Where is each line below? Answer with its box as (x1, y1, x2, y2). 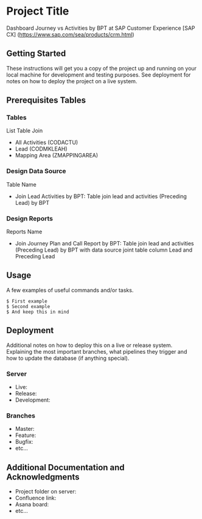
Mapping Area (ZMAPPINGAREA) (15, 152, 99, 159)
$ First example (6, 298, 47, 304)
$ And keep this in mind (6, 309, 69, 315)
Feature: (15, 431, 37, 439)
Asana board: (15, 501, 49, 508)
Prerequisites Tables (6, 95, 86, 106)
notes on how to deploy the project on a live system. (6, 77, 138, 84)
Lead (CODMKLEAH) (15, 145, 68, 153)
